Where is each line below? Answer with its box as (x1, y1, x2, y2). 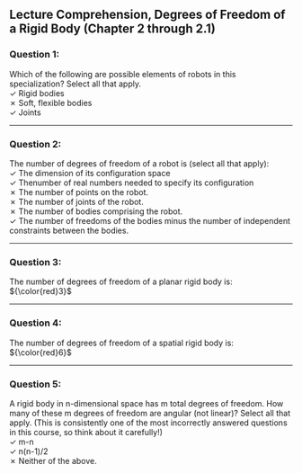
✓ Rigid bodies (9, 87, 65, 98)
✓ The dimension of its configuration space (9, 167, 171, 178)
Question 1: (9, 49, 60, 61)
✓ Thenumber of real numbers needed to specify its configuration (9, 177, 254, 188)
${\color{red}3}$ (9, 286, 72, 297)
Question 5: (9, 378, 61, 390)
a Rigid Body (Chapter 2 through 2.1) (9, 22, 216, 37)
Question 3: (9, 255, 62, 268)
